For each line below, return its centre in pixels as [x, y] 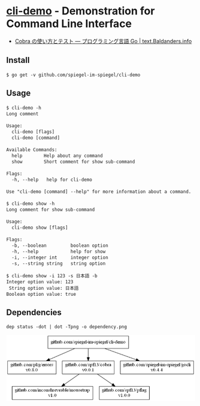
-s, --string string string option [59, 263]
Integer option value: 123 [40, 282]
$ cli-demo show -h [31, 204]
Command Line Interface [69, 24]
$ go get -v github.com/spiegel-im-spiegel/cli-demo [73, 75]
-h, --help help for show [59, 252]
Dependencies [34, 312]
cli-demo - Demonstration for [81, 11]
